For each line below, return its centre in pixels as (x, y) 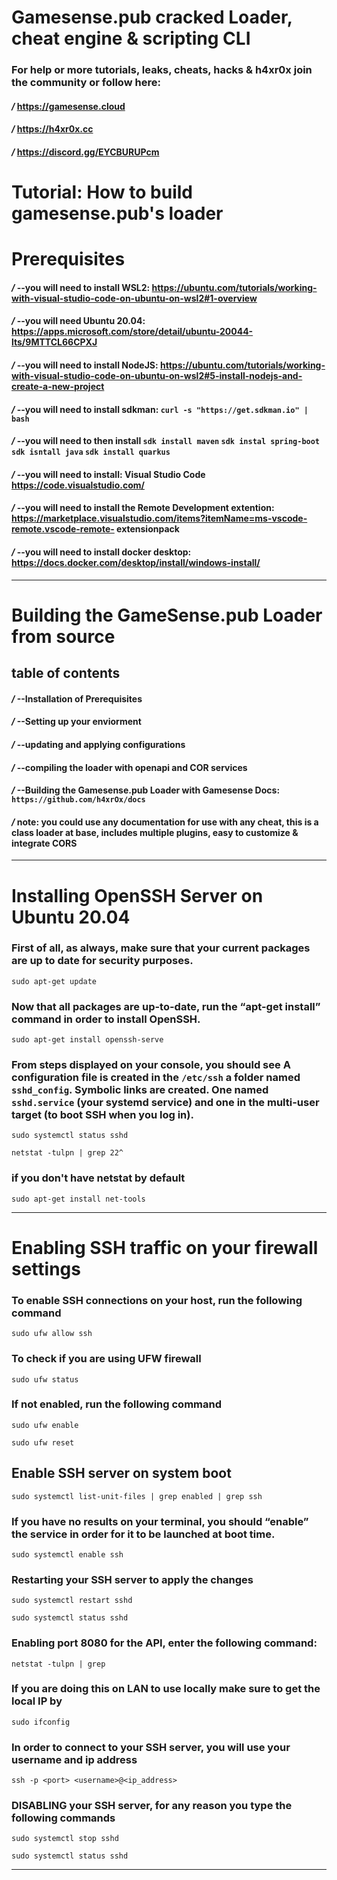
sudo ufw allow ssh (52, 1334)
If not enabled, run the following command (116, 1404)
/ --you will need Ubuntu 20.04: (78, 321)
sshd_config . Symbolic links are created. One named (140, 1090)
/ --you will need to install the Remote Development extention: (143, 508)
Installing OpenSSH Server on (137, 895)
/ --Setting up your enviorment (76, 722)
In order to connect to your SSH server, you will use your (151, 1747)
